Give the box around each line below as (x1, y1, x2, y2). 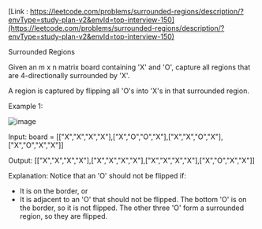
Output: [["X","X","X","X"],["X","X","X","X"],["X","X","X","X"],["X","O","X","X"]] (8, 156, 255, 165)
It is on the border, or (19, 186, 88, 196)
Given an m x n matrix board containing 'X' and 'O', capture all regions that (8, 62, 251, 72)
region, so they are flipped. (19, 212, 108, 220)
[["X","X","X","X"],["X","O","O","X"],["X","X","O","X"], (56, 132, 223, 141)
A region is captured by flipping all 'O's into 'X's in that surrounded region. (8, 86, 250, 96)
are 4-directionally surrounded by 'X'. (8, 71, 130, 80)
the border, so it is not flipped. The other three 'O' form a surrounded (19, 203, 245, 212)
